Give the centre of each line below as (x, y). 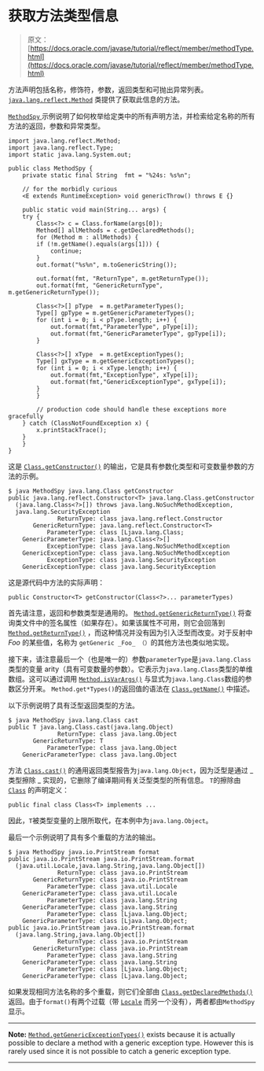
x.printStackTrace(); (72, 430)
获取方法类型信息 (64, 16)
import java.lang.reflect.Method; (65, 141)
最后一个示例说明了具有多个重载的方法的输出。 (84, 837)
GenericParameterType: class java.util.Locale (100, 893)
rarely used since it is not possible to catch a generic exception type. (120, 1051)
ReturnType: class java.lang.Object (117, 734)
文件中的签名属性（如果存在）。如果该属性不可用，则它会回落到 (123, 622)
